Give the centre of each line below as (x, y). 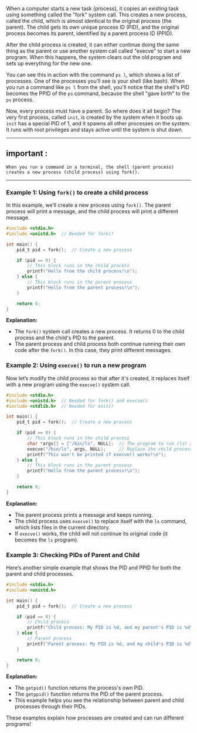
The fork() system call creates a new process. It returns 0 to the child (99, 332)
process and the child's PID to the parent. (65, 338)
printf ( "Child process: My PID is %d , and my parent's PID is (105, 628)
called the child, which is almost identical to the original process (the (89, 21)
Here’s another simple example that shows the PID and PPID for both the (93, 568)
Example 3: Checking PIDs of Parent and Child (73, 555)
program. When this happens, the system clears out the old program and (94, 57)
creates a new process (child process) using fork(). (73, 172)
